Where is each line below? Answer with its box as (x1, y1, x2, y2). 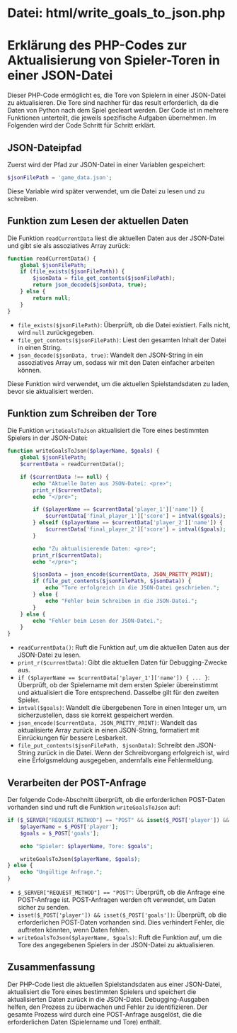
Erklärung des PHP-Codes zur (7, 38, 187, 54)
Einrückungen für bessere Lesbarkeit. (17, 733, 128, 742)
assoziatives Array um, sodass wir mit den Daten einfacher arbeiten (17, 358, 215, 366)
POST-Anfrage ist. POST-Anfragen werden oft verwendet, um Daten (17, 896, 216, 904)
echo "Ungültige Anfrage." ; (20, 869, 103, 876)
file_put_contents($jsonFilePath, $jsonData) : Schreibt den (17, 741, 195, 750)
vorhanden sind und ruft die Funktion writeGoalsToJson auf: (7, 803, 180, 811)
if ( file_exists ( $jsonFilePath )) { (20, 268, 125, 276)
